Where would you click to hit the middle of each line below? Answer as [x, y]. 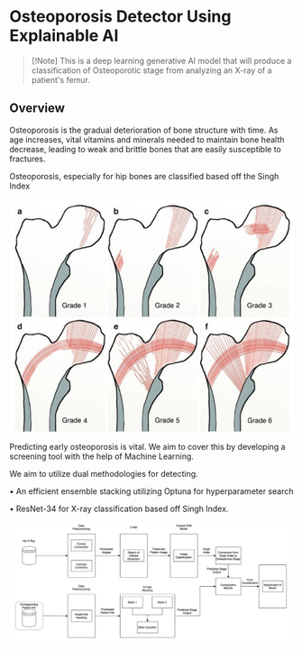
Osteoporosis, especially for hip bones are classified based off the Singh [144, 176]
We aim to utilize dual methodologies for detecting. [104, 474]
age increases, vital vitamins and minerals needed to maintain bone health [147, 139]
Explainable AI [64, 36]
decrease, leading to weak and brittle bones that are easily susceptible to [146, 149]
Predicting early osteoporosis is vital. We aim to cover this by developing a [147, 447]
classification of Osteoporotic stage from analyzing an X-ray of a [151, 70]
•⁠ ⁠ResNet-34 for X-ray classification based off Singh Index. [119, 509]
